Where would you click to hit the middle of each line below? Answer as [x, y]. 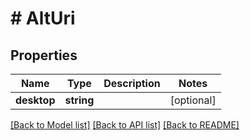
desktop [35, 100]
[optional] [193, 100]
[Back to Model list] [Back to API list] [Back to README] [125, 125]
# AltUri [43, 18]
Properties [44, 55]
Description [132, 83]
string [79, 100]
